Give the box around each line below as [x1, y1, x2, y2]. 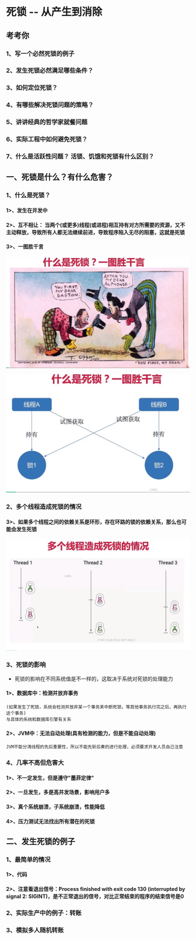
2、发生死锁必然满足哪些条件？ [6, 67, 94, 75]
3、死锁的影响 [6, 661, 46, 669]
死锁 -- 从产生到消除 [6, 5, 103, 19]
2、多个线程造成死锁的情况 [6, 503, 82, 511]
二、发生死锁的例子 [6, 836, 75, 846]
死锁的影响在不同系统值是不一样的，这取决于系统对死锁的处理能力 [14, 675, 173, 682]
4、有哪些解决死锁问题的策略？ [6, 101, 94, 109]
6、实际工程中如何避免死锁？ [6, 135, 88, 143]
